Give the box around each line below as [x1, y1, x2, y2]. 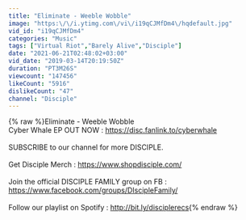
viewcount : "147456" [8, 72, 78, 80]
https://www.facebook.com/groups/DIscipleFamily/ [8, 185, 178, 195]
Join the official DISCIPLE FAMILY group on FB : [8, 177, 167, 187]
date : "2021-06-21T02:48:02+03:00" [8, 49, 128, 57]
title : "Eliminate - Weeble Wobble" [8, 11, 131, 20]
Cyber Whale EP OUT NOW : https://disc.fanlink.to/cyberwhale [8, 125, 218, 135]
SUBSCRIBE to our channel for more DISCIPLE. [8, 142, 164, 152]
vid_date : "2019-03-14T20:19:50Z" [8, 57, 125, 66]
